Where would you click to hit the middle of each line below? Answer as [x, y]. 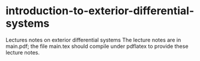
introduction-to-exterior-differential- [100, 11]
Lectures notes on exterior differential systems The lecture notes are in [93, 40]
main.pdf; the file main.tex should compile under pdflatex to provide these [97, 46]
